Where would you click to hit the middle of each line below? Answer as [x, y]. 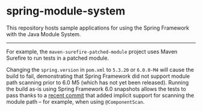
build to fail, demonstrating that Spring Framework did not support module [98, 76]
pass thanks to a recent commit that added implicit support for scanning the [100, 95]
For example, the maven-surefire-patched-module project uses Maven [92, 51]
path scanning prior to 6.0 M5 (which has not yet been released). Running [98, 82]
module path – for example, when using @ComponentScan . [75, 101]
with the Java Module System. [44, 34]
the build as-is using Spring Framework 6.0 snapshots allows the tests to [96, 89]
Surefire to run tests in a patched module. [58, 58]
